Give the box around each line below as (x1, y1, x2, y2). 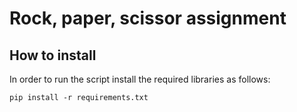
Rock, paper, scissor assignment (9, 7, 287, 30)
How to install (9, 47, 97, 64)
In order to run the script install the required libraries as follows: (9, 73, 271, 85)
